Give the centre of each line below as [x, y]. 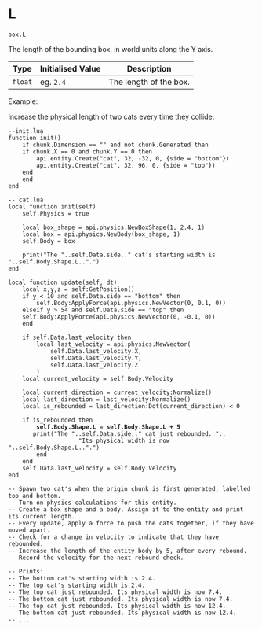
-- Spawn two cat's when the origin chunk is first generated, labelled [129, 488]
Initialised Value [70, 68]
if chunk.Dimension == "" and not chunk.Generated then [116, 145]
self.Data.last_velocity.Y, [96, 358]
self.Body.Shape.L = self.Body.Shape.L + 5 [108, 427]
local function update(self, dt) [63, 282]
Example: [23, 101]
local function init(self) [52, 206]
